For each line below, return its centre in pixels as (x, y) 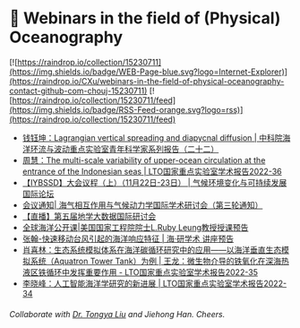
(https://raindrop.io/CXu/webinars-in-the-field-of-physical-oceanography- (147, 81)
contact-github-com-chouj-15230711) (78, 91)
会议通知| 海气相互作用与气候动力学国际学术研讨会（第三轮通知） (142, 204)
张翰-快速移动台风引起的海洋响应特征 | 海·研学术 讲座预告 (128, 238)
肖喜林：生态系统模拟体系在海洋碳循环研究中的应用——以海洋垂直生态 (152, 249)
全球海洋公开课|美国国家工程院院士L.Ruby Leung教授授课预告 (135, 227)
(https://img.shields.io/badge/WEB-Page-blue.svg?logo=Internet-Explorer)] (149, 72)
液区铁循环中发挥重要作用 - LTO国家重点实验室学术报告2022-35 (140, 272)
